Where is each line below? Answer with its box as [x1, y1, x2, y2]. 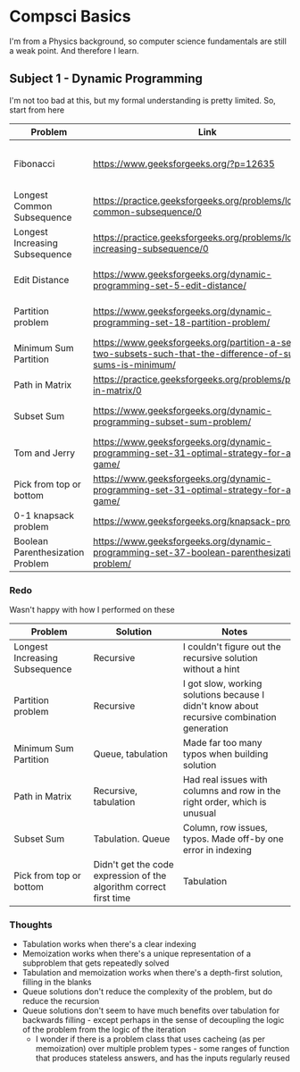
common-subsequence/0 [93, 205, 203, 218]
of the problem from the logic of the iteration [21, 1025, 187, 1035]
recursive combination [182, 711, 277, 724]
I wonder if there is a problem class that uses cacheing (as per [35, 1034, 265, 1044]
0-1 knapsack [13, 509, 74, 522]
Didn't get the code [93, 858, 174, 871]
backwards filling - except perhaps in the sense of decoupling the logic [21, 1015, 285, 1026]
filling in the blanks [21, 976, 92, 988]
